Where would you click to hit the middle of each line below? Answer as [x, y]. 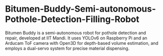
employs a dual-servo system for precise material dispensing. [67, 48]
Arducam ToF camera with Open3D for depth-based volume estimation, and [82, 43]
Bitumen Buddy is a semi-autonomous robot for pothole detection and [76, 33]
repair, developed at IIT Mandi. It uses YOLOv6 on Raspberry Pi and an [76, 38]
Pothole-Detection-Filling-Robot [72, 19]
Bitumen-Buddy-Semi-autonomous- [81, 9]
